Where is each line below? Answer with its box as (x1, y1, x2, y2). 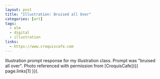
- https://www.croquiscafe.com (9, 44, 74, 49)
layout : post (5, 7, 32, 12)
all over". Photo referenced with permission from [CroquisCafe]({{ (5, 63, 139, 69)
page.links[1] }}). (5, 68, 39, 74)
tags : (5, 21, 16, 26)
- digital (9, 30, 30, 35)
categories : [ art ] (5, 16, 43, 21)
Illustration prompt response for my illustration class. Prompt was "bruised (5, 57, 156, 63)
